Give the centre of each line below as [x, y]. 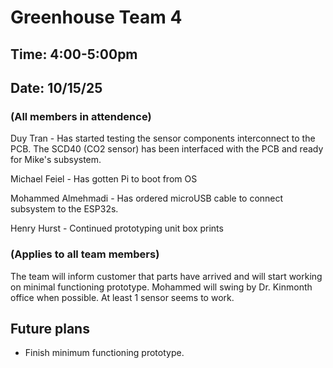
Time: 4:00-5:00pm [74, 54]
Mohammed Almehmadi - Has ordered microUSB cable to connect [147, 198]
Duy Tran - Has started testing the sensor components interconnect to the [163, 138]
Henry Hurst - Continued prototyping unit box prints [117, 228]
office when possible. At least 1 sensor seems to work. [122, 297]
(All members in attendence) [81, 116]
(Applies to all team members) [85, 254]
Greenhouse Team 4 [96, 17]
